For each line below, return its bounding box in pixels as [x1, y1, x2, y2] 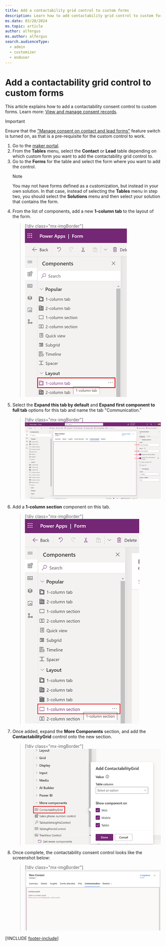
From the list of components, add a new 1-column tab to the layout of [12, 208, 154, 215]
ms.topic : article [5, 24, 43, 29]
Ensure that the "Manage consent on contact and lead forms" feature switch [5, 128, 161, 134]
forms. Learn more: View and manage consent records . [5, 109, 118, 115]
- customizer [9, 49, 37, 54]
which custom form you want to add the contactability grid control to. [12, 153, 154, 159]
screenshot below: [12, 855, 50, 861]
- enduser [9, 55, 30, 60]
